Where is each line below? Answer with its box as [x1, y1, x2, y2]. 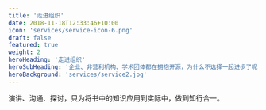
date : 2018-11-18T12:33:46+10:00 [8, 19, 119, 27]
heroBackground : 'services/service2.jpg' [8, 70, 148, 78]
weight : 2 [8, 48, 41, 56]
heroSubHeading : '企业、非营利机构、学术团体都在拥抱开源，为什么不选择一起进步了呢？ [8, 63, 264, 71]
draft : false [8, 33, 52, 42]
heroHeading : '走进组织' [8, 56, 86, 64]
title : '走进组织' [8, 11, 65, 20]
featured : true [8, 41, 59, 49]
